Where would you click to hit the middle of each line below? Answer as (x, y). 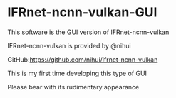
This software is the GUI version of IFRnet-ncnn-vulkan (88, 32)
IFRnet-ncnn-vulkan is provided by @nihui (69, 45)
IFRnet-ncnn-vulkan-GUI (82, 12)
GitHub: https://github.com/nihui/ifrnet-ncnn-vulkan (83, 59)
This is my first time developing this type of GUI (77, 73)
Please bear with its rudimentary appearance (73, 87)
